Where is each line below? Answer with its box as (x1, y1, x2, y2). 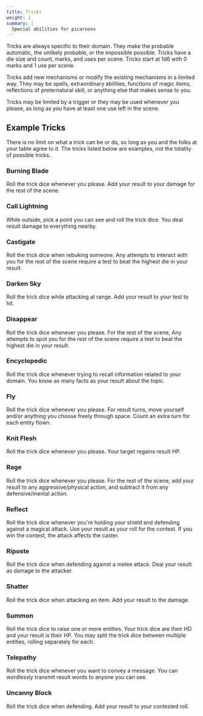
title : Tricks (6, 9, 42, 15)
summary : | (6, 20, 34, 26)
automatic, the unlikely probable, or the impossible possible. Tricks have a (6, 49, 191, 57)
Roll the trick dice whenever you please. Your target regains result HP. (6, 448, 181, 455)
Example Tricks (6, 122, 66, 133)
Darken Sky (6, 279, 41, 287)
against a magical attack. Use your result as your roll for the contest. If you (6, 525, 193, 532)
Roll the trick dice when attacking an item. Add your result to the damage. (6, 596, 190, 604)
